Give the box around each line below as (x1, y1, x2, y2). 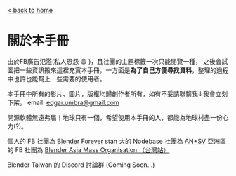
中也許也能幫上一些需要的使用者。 (7, 74, 106, 83)
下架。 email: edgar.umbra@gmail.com (7, 98, 119, 107)
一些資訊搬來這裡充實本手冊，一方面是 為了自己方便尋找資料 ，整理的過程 (19, 66, 229, 74)
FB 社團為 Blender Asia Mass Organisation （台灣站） (15, 145, 170, 154)
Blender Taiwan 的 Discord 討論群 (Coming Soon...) (7, 161, 155, 169)
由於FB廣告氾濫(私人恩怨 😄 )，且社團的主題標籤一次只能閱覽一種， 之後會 (7, 57, 223, 65)
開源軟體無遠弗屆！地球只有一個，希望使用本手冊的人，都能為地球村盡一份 (7, 113, 223, 121)
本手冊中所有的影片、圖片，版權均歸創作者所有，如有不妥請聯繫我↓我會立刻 (7, 89, 228, 97)
